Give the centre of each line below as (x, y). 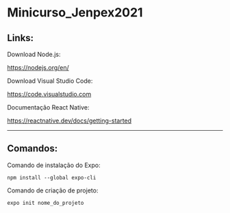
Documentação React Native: (48, 107)
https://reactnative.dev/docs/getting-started (69, 121)
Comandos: (33, 149)
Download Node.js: (34, 54)
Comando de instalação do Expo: (54, 165)
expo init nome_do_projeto (46, 203)
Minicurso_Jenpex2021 (75, 13)
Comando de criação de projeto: (53, 190)
